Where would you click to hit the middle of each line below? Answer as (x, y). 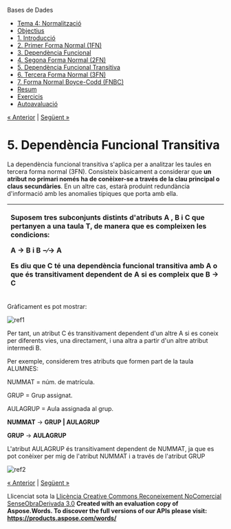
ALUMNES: (23, 368)
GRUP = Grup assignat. (40, 395)
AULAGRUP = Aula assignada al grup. (60, 408)
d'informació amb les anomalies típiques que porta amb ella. (92, 193)
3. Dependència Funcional (54, 52)
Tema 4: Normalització (49, 23)
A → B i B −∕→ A (36, 250)
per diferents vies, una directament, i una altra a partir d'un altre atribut (108, 340)
